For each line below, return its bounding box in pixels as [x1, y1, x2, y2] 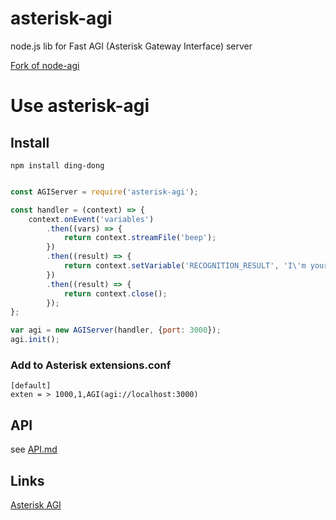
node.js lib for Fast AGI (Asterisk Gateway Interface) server [10, 40, 253, 52]
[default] [10, 381, 52, 391]
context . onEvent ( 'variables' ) [28, 214, 155, 224]
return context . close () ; [63, 288, 168, 299]
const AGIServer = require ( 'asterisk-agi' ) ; [10, 187, 199, 197]
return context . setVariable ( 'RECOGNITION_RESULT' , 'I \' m [63, 261, 307, 271]
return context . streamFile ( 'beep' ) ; [63, 233, 217, 243]
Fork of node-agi [10, 59, 80, 71]
